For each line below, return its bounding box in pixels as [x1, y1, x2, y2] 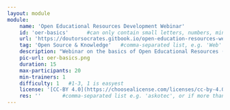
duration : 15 [19, 61, 57, 68]
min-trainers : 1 [19, 73, 66, 81]
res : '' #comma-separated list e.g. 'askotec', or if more [19, 93, 210, 100]
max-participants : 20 [19, 67, 81, 74]
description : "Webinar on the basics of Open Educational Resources [19, 49, 219, 55]
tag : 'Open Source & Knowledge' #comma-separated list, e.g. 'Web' [19, 42, 222, 49]
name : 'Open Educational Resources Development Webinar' [19, 23, 186, 29]
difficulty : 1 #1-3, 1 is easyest [19, 80, 125, 87]
